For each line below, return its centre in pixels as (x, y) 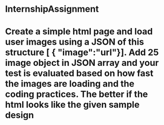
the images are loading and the (70, 84)
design (20, 115)
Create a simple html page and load (79, 32)
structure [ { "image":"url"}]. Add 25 (82, 52)
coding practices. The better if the (77, 94)
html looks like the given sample (72, 105)
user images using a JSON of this (75, 42)
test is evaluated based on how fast (79, 74)
